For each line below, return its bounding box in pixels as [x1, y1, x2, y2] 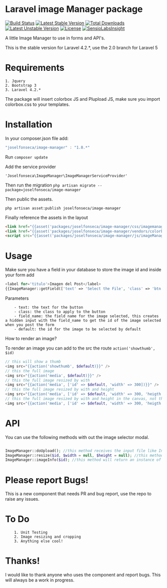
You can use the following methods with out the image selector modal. [5, 434, 149, 440]
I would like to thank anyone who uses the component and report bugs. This [5, 572, 161, 578]
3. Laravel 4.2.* [5, 87, 41, 92]
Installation [5, 119, 53, 130]
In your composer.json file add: [5, 135, 69, 141]
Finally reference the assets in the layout [5, 214, 88, 220]
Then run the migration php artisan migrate [5, 182, 96, 188]
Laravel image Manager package [5, 3, 143, 15]
